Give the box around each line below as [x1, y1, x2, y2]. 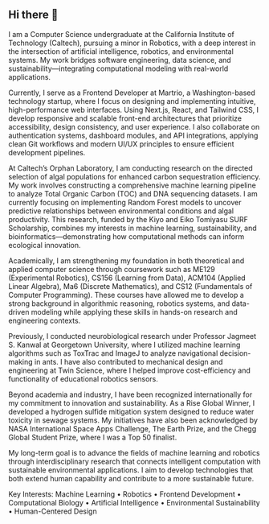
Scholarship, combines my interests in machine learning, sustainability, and [8, 223, 257, 233]
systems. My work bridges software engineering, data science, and [8, 55, 231, 64]
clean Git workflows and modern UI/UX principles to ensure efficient [8, 138, 234, 149]
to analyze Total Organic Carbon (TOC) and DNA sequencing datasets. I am [8, 188, 259, 198]
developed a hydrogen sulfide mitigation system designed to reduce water [8, 406, 255, 416]
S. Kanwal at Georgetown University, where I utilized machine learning [8, 340, 241, 349]
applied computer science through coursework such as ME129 [8, 264, 215, 274]
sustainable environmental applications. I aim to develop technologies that [8, 464, 254, 475]
